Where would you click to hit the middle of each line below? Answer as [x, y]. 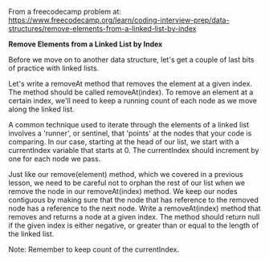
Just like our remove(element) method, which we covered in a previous [126, 174]
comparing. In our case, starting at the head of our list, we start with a [124, 142]
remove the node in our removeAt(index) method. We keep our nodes [123, 191]
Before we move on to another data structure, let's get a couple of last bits [131, 60]
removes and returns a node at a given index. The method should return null [134, 217]
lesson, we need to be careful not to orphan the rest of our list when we [127, 183]
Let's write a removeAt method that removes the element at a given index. [130, 84]
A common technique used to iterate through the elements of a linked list [129, 125]
